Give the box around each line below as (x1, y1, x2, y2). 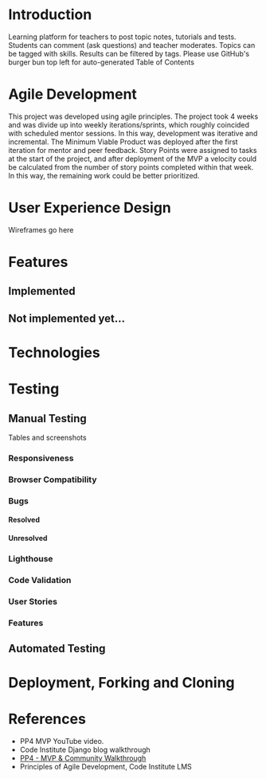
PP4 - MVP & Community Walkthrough (19, 754, 147, 763)
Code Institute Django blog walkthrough (19, 745, 151, 754)
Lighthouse (8, 553, 53, 564)
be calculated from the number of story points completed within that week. (8, 162, 254, 172)
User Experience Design (8, 199, 171, 217)
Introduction (8, 6, 92, 24)
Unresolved (8, 533, 48, 542)
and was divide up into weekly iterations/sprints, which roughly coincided (8, 119, 249, 129)
